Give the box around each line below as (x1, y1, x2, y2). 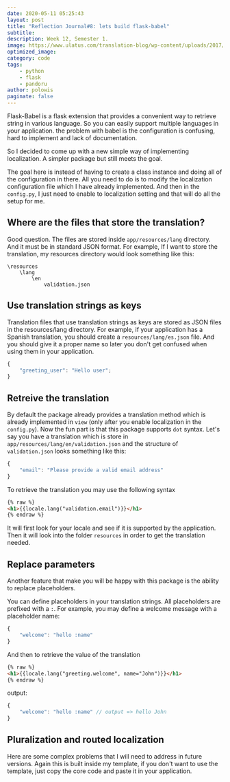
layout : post (7, 16, 44, 23)
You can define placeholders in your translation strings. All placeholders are (7, 597, 221, 605)
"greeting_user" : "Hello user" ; (19, 367, 112, 374)
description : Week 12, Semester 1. (7, 36, 109, 43)
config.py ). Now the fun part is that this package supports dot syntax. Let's (7, 425, 220, 434)
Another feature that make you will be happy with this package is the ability (7, 577, 219, 585)
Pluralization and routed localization (7, 734, 164, 746)
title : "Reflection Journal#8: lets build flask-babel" (7, 23, 170, 30)
